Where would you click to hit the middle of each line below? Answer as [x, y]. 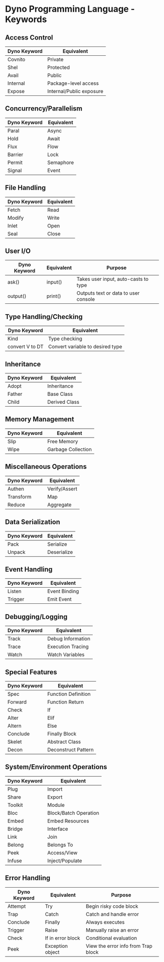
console [86, 299]
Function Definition [69, 694]
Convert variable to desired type [85, 347]
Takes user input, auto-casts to [113, 279]
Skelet [15, 741]
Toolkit [15, 805]
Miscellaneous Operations [46, 467]
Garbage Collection [69, 449]
